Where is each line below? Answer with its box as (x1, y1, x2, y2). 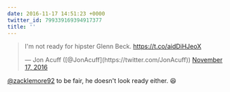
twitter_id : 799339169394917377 (7, 17, 102, 24)
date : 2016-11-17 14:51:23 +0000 (7, 10, 106, 17)
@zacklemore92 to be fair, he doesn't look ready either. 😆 (7, 77, 177, 85)
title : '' (7, 23, 37, 30)
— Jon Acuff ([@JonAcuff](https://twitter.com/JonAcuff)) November (24, 56, 223, 64)
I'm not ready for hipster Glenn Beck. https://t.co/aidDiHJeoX (24, 43, 202, 51)
